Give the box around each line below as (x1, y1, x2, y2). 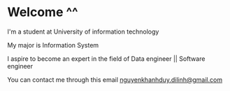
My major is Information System (7, 41, 99, 49)
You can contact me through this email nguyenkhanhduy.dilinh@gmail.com (7, 75, 222, 84)
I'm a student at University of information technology (7, 27, 159, 36)
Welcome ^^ (7, 4, 78, 20)
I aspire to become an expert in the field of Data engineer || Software (7, 54, 206, 63)
